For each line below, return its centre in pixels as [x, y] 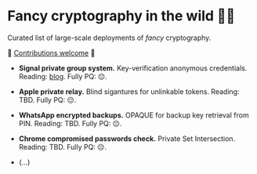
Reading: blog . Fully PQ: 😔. [63, 76]
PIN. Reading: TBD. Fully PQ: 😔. [70, 123]
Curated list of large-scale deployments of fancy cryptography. [109, 38]
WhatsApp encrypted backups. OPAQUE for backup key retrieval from [134, 115]
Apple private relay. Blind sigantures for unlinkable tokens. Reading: [129, 91]
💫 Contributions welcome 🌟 [51, 53]
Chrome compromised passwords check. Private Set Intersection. [127, 138]
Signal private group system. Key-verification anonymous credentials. [133, 68]
